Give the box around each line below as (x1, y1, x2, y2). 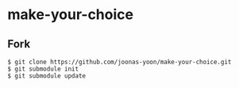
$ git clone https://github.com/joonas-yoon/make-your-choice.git (7, 58, 232, 66)
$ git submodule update (7, 72, 87, 80)
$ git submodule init (7, 65, 79, 73)
